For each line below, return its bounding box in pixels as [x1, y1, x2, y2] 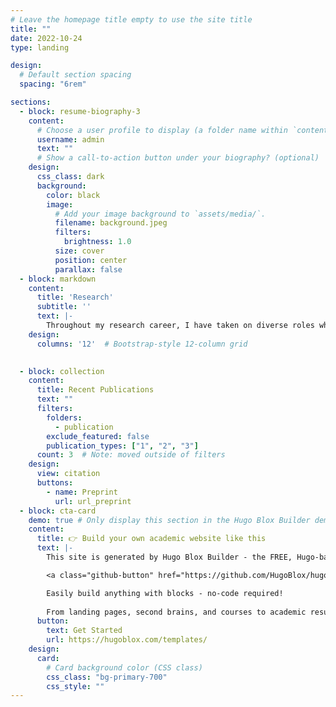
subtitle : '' [36, 302, 92, 312]
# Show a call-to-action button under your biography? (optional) [36, 153, 320, 163]
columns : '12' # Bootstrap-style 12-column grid [36, 339, 248, 349]
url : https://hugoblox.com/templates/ [46, 635, 208, 645]
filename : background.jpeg [54, 218, 168, 228]
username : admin [36, 134, 105, 145]
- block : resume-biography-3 [19, 106, 141, 116]
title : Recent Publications [36, 385, 155, 395]
